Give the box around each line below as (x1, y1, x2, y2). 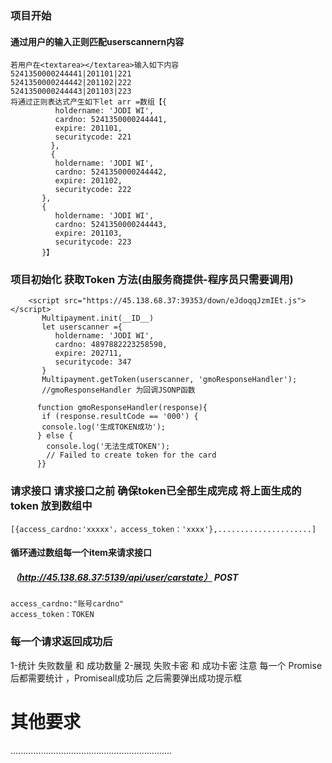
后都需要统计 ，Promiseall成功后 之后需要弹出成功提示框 (10, 672, 243, 684)
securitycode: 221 (54, 132, 132, 142)
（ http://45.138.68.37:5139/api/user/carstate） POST (10, 571, 239, 583)
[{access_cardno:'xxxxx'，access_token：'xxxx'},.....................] (10, 524, 317, 534)
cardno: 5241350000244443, (54, 220, 168, 230)
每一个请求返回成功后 (10, 635, 113, 649)
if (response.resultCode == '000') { (41, 412, 199, 422)
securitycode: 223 (54, 237, 132, 247)
